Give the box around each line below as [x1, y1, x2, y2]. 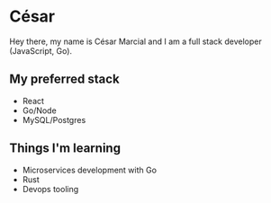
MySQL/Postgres [22, 114, 86, 125]
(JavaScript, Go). [9, 45, 73, 56]
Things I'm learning [9, 141, 122, 156]
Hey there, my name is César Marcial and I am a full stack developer [9, 36, 263, 47]
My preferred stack [9, 72, 120, 87]
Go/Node [22, 105, 57, 116]
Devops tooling [22, 183, 79, 194]
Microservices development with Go [22, 164, 158, 175]
